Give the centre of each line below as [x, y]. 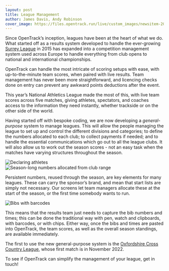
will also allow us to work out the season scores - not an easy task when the [84, 147]
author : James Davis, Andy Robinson [44, 19]
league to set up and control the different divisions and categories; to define [84, 131]
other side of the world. [29, 111]
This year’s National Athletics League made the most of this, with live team [82, 95]
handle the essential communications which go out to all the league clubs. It [84, 142]
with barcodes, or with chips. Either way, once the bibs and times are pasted [84, 223]
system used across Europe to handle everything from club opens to [76, 54]
